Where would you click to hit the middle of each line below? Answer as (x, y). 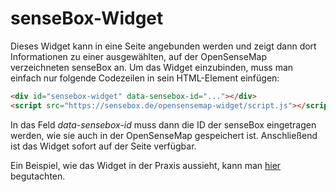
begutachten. (38, 176)
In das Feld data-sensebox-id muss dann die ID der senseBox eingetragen (163, 124)
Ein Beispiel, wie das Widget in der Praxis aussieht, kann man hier (146, 165)
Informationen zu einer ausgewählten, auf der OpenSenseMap (138, 56)
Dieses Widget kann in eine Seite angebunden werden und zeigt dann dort (163, 46)
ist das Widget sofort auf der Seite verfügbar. (103, 146)
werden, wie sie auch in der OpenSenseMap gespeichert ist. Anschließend (164, 135)
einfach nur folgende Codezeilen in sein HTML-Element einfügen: (145, 78)
